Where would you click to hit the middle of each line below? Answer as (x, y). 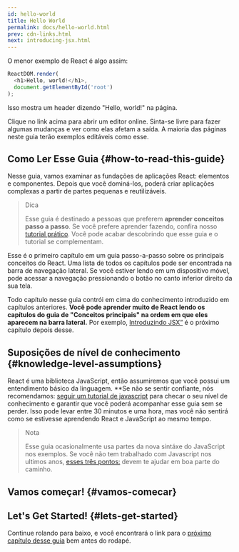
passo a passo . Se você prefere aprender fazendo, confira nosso (121, 226)
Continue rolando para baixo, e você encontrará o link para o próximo (110, 533)
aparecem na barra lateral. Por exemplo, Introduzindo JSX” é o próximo (113, 323)
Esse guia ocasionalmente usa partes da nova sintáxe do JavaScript (125, 446)
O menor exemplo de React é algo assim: (68, 61)
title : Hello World (36, 21)
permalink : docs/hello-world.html (59, 27)
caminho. (39, 469)
